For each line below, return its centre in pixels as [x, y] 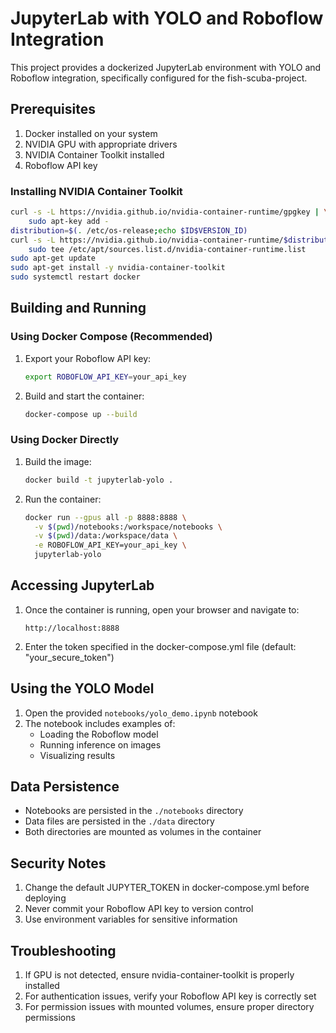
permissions [50, 1018]
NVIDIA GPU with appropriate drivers [101, 144]
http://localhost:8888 [72, 628]
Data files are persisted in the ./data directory [119, 821]
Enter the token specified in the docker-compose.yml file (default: [160, 646]
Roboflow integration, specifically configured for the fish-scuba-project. [159, 78]
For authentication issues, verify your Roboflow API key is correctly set [170, 996]
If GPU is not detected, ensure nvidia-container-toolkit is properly [159, 975]
